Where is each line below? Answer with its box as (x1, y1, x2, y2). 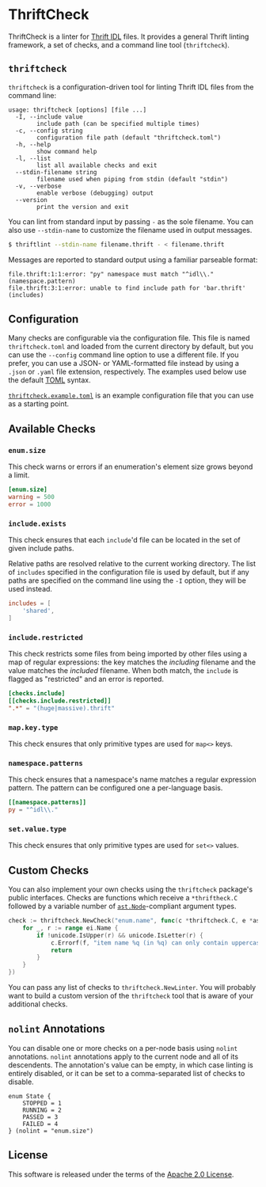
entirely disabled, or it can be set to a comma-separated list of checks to (8, 1068, 245, 1078)
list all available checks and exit (36, 161, 158, 169)
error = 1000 (8, 500, 51, 508)
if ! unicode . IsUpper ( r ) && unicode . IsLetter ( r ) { (36, 931, 203, 939)
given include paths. (8, 544, 74, 554)
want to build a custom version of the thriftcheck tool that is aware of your (8, 991, 253, 1001)
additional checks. (8, 999, 68, 1009)
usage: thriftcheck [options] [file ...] (8, 105, 147, 114)
